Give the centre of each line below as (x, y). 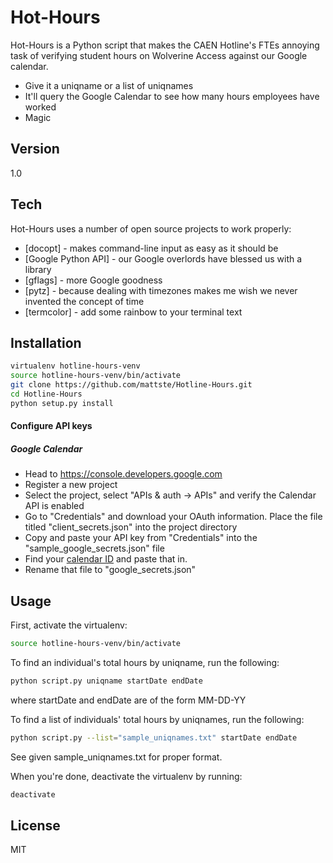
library (38, 269)
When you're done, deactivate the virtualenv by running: (126, 776)
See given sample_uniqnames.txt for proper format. (116, 757)
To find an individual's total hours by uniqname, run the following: (145, 662)
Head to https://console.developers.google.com (123, 474)
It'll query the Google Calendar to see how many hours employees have (172, 96)
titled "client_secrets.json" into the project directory (131, 527)
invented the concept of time (84, 301)
